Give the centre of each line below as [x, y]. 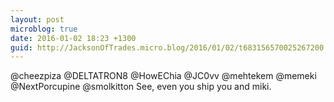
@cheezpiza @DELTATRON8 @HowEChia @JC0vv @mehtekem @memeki [163, 76]
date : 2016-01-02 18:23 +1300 [73, 38]
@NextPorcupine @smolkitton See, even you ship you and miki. [141, 87]
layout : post [37, 19]
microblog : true [44, 29]
